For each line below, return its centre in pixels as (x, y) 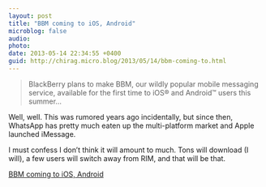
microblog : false (38, 31)
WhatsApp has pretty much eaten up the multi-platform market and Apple (131, 125)
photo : (19, 46)
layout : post (30, 16)
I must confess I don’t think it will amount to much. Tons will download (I (129, 150)
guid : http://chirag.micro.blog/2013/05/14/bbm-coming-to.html (118, 62)
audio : (19, 38)
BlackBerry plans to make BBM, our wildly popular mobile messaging (143, 84)
